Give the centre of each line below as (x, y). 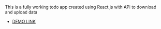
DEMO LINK (24, 22)
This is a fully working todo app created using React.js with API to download (81, 7)
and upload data (21, 12)
